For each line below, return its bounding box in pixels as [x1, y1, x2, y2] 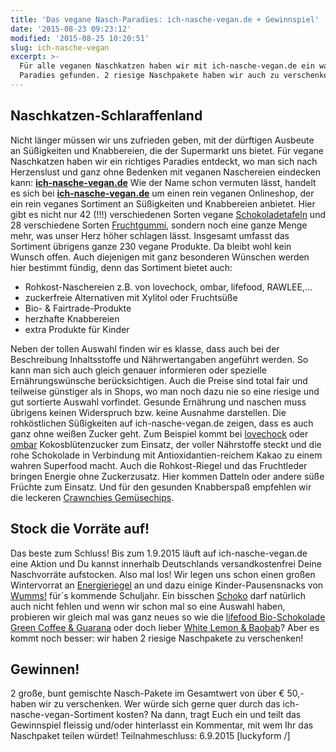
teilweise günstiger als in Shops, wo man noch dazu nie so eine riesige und [10, 385, 320, 397]
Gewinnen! [10, 661, 80, 678]
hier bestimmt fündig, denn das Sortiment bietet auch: [10, 261, 233, 273]
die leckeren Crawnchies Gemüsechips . [10, 491, 175, 503]
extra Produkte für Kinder [24, 323, 130, 335]
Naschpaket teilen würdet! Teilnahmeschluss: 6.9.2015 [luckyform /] [10, 730, 291, 742]
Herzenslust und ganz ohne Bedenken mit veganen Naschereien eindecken [10, 166, 321, 178]
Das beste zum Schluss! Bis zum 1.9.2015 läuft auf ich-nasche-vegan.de [10, 547, 308, 559]
